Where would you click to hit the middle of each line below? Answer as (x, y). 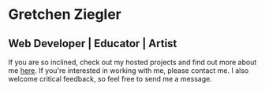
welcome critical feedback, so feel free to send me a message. (110, 79)
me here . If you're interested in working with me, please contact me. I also (129, 71)
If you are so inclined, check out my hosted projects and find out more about (132, 62)
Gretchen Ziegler (65, 15)
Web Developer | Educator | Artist (93, 44)
